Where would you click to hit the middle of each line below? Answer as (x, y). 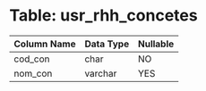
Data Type (107, 44)
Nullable (156, 44)
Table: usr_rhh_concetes (104, 16)
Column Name (45, 44)
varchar (101, 73)
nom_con (33, 73)
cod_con (32, 59)
